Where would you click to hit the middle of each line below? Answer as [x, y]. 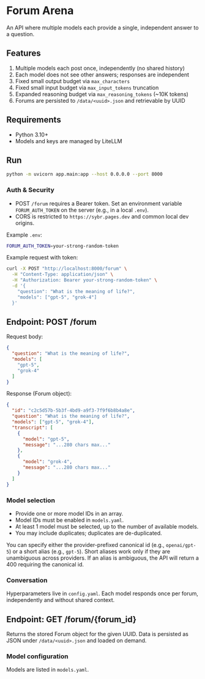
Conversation [27, 580]
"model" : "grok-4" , [47, 462]
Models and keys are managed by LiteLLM [69, 141]
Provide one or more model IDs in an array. [69, 513]
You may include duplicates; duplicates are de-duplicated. [88, 533]
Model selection [31, 500]
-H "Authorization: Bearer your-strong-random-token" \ [84, 280]
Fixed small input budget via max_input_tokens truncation [87, 87]
